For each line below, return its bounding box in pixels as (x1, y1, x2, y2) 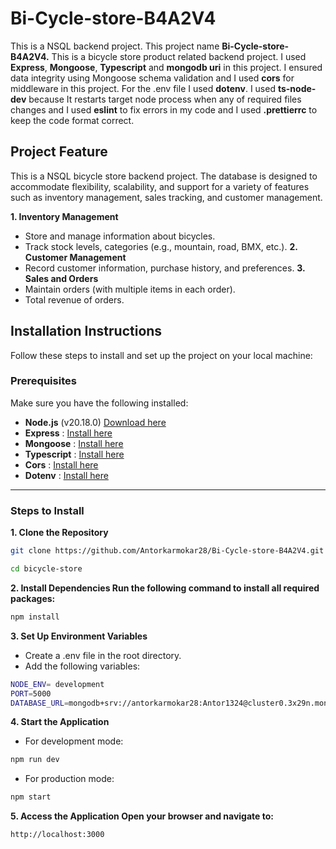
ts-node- (277, 82, 317, 94)
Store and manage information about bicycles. (24, 230, 216, 242)
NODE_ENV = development (10, 679, 105, 689)
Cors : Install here (24, 458, 99, 471)
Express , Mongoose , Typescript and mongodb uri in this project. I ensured (10, 61, 323, 73)
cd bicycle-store (10, 564, 83, 574)
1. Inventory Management (10, 210, 119, 222)
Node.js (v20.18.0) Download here (24, 416, 167, 428)
